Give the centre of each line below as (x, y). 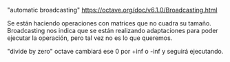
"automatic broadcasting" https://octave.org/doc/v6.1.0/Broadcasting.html (112, 10)
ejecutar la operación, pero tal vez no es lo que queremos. (90, 38)
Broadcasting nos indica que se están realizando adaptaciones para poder (113, 31)
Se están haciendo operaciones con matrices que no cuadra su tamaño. (109, 23)
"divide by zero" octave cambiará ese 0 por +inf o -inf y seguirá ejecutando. (115, 51)
